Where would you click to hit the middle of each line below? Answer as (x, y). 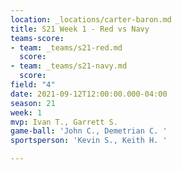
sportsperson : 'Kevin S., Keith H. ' (89, 141)
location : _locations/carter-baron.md (91, 19)
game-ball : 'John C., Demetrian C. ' (89, 131)
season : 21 (33, 103)
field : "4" (33, 85)
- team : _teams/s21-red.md (66, 47)
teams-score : (37, 38)
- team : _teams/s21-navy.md (69, 66)
